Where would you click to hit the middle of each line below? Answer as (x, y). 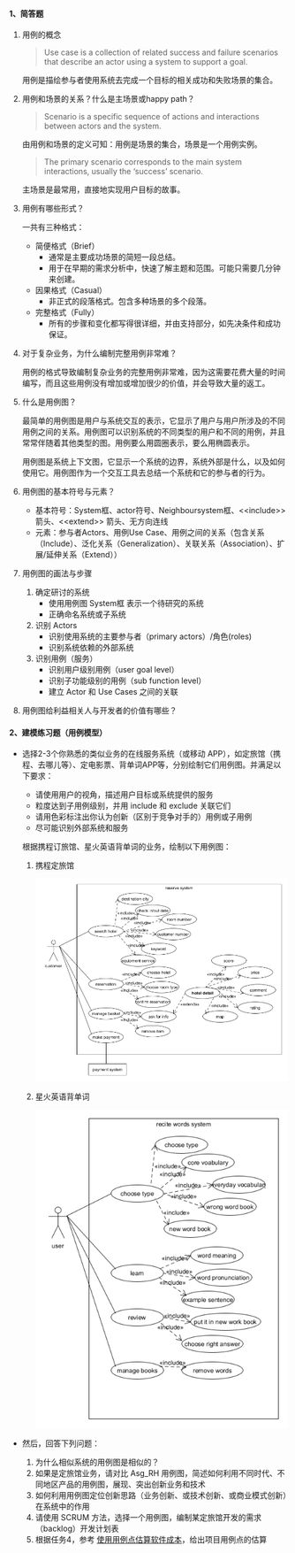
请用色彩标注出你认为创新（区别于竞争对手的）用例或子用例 (144, 817)
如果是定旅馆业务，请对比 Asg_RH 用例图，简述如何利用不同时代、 (156, 1473)
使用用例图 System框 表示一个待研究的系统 (126, 604)
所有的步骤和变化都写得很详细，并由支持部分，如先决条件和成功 (164, 324)
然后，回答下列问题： (61, 1443)
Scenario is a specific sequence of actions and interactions (151, 117)
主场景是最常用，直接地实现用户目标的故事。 (103, 189)
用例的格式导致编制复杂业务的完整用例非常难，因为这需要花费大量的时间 (153, 373)
